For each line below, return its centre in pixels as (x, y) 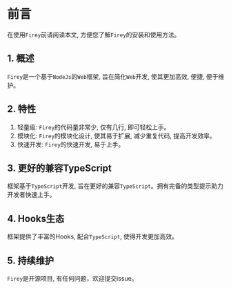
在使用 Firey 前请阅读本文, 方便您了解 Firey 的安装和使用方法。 (94, 35)
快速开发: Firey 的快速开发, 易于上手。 (71, 144)
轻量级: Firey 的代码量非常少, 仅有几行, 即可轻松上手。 (93, 127)
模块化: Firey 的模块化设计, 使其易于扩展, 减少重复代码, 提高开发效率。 (116, 136)
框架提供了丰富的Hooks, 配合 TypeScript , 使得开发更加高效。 (92, 236)
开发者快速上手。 (31, 195)
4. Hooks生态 (36, 218)
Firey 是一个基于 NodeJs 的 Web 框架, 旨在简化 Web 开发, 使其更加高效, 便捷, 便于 (113, 76)
